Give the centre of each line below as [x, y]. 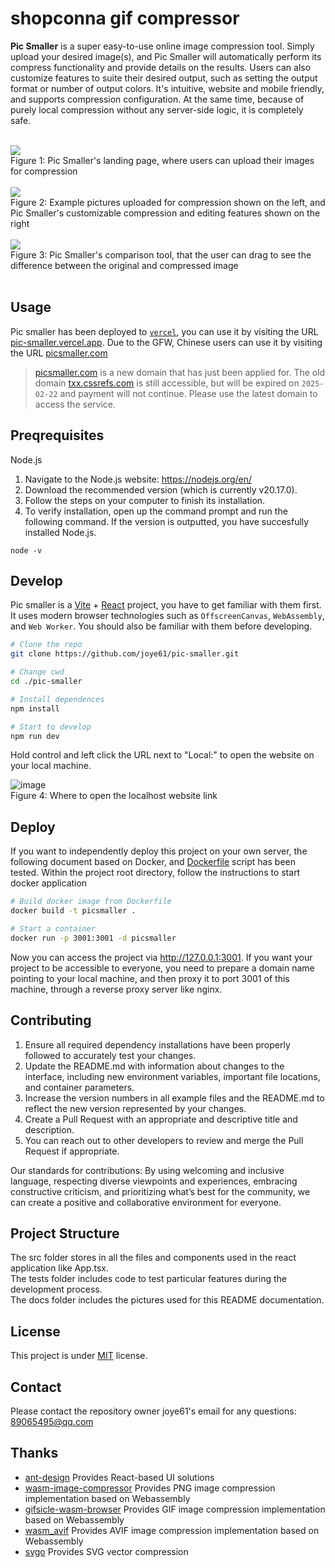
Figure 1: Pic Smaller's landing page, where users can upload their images [162, 160]
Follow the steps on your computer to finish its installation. [145, 500]
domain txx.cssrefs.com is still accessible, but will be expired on [167, 383]
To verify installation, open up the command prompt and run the [156, 511]
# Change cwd [37, 672]
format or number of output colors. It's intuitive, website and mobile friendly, [167, 88]
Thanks [34, 1453]
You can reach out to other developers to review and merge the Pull [164, 1140]
